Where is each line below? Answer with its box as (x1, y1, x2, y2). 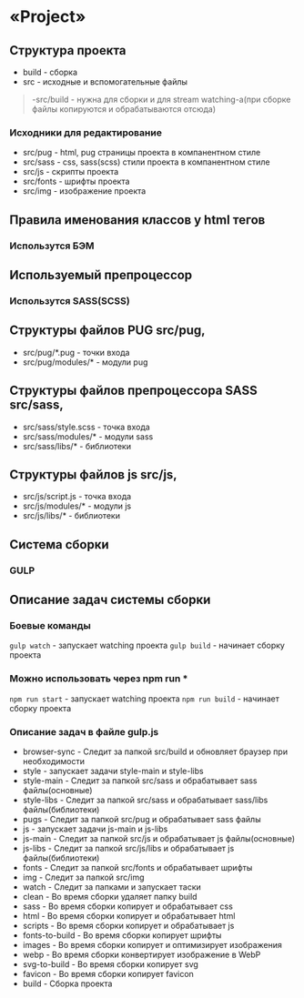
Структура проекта (9, 43, 127, 58)
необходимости (22, 755, 85, 766)
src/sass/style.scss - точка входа (22, 421, 150, 432)
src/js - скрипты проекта (22, 166, 119, 177)
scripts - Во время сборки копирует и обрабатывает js (22, 920, 235, 931)
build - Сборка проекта (22, 978, 113, 989)
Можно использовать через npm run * (9, 672, 188, 685)
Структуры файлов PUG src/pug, (9, 323, 207, 338)
